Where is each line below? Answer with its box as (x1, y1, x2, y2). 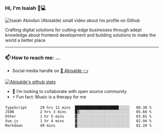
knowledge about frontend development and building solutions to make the (5, 32, 156, 38)
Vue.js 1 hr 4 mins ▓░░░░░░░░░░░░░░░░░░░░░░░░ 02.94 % (5, 119, 152, 124)
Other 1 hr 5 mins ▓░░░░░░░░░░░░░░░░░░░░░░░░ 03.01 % (5, 114, 152, 119)
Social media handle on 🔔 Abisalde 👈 (12, 68, 89, 74)
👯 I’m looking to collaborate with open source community (12, 88, 127, 94)
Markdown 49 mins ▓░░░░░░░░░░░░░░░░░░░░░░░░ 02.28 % (5, 123, 152, 128)
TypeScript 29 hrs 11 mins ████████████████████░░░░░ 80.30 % (5, 105, 152, 110)
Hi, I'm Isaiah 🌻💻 (5, 4, 46, 11)
